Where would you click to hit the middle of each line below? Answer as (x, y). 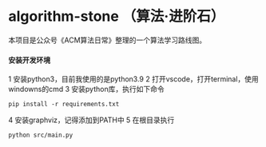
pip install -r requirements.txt (64, 105)
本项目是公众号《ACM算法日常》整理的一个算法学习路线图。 (107, 40)
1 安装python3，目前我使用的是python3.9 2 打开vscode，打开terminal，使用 (134, 79)
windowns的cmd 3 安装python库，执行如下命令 (87, 89)
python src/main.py (41, 135)
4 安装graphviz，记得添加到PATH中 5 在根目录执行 (91, 120)
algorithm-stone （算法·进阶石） (117, 16)
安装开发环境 (29, 60)
